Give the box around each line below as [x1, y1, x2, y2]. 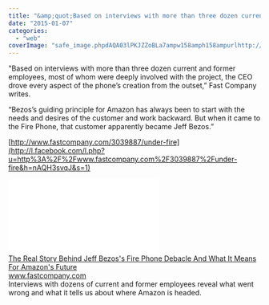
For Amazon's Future [8, 262, 78, 272]
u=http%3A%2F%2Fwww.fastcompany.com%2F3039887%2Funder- [8, 154, 238, 165]
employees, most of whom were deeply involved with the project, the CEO [8, 72, 253, 82]
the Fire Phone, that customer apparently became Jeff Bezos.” [8, 122, 215, 132]
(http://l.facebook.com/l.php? [8, 146, 106, 156]
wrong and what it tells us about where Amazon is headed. [8, 288, 202, 298]
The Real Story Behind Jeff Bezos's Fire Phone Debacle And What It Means [8, 254, 257, 263]
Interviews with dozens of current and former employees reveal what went [8, 279, 255, 289]
